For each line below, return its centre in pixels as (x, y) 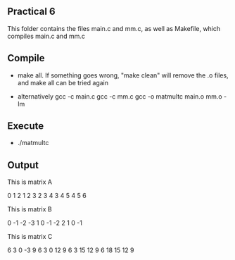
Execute (26, 126)
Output (23, 165)
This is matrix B (30, 209)
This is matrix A (30, 182)
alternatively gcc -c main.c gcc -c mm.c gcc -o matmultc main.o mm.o (120, 96)
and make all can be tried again (63, 82)
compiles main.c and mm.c (46, 36)
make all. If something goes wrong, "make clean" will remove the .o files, (123, 75)
